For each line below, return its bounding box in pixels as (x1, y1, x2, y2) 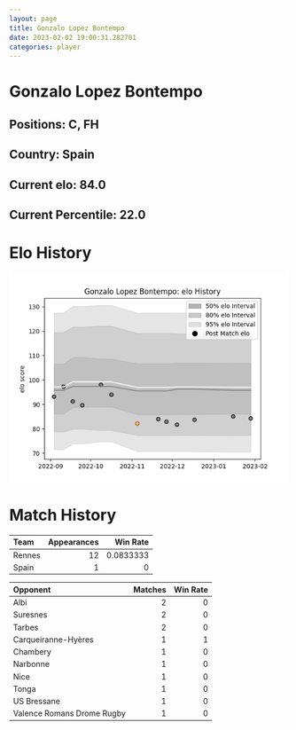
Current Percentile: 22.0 (9, 208, 146, 222)
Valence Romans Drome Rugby (12, 708, 127, 718)
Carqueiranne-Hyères (12, 634, 95, 645)
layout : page (9, 14, 58, 23)
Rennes (12, 550, 42, 561)
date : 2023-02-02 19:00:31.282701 (9, 33, 137, 42)
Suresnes (12, 609, 48, 620)
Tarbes (12, 622, 39, 632)
